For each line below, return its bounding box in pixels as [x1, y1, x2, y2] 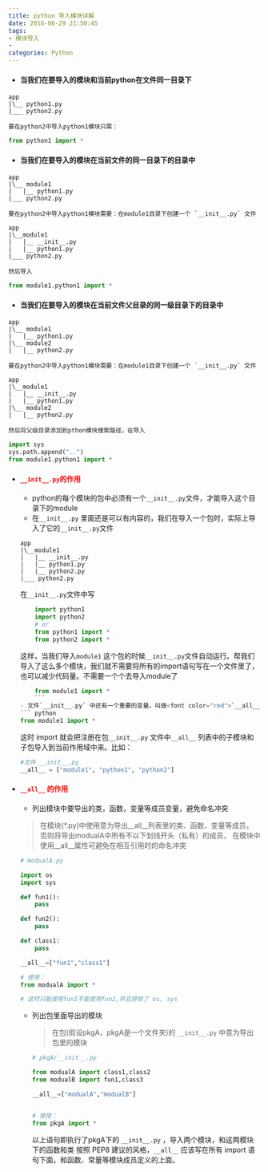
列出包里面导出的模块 [31, 1011, 102, 1020]
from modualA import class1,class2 [31, 1069, 150, 1077]
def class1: [19, 937, 60, 945]
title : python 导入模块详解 [8, 11, 94, 20]
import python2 [34, 613, 86, 622]
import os [19, 871, 54, 879]
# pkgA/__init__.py [31, 1054, 98, 1062]
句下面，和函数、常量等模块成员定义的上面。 [31, 1154, 180, 1164]
